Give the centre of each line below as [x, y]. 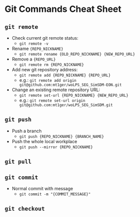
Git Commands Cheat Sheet [63, 9]
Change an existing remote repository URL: [56, 90]
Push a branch [27, 131]
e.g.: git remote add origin [48, 80]
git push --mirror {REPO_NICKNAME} [56, 147]
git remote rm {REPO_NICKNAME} [52, 65]
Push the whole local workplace [44, 141]
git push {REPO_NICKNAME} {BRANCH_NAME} [62, 136]
